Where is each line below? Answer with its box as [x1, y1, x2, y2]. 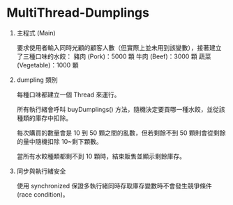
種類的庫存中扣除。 [16, 113, 73, 122]
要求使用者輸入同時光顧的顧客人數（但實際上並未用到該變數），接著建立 [16, 43, 222, 51]
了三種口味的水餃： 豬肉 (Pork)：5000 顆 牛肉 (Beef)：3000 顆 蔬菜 [16, 52, 211, 60]
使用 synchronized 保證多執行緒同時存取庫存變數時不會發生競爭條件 [16, 181, 212, 190]
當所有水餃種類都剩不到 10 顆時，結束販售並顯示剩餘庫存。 [16, 151, 186, 161]
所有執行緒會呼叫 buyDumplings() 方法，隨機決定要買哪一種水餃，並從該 [16, 105, 225, 113]
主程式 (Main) [16, 28, 57, 37]
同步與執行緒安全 [16, 167, 66, 175]
